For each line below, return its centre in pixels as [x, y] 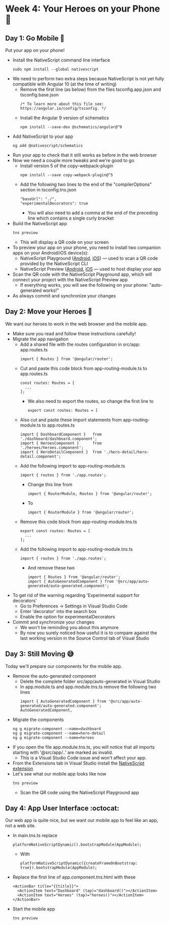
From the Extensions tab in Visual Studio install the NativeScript [78, 763]
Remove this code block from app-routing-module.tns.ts [78, 522]
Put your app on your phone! [35, 50]
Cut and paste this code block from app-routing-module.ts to [83, 368]
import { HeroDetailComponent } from [61, 452]
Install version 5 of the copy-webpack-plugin [67, 166]
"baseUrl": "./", [38, 199]
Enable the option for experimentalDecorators [67, 616]
